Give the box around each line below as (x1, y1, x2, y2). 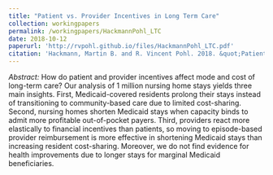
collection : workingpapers (8, 20, 100, 28)
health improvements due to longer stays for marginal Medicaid (8, 150, 221, 160)
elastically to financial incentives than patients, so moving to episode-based (8, 124, 262, 133)
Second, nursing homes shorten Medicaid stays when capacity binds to (8, 107, 249, 116)
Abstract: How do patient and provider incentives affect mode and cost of (8, 72, 256, 81)
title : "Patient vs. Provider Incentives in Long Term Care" (8, 11, 220, 20)
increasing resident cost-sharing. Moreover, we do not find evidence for (8, 142, 249, 151)
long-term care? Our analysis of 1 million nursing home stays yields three (8, 81, 253, 90)
